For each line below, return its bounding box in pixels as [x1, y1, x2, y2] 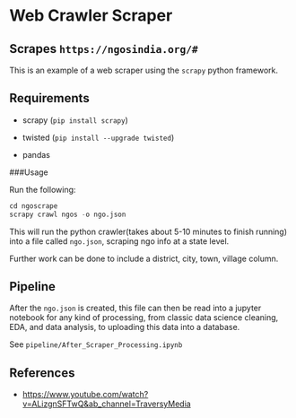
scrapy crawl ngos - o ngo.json [9, 210, 126, 219]
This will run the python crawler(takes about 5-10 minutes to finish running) [9, 226, 288, 237]
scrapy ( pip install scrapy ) [22, 114, 128, 126]
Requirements [9, 91, 90, 106]
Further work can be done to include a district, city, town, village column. [9, 253, 279, 264]
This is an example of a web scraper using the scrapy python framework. [9, 65, 278, 75]
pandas [22, 149, 51, 160]
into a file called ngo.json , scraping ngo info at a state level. [9, 235, 230, 247]
